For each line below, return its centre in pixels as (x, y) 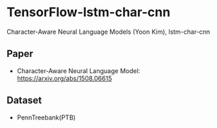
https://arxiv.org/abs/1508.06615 (64, 78)
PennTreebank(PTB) (46, 117)
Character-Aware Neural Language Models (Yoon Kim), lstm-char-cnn (108, 32)
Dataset (24, 100)
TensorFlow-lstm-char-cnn (89, 12)
